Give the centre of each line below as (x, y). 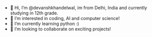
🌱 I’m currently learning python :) (44, 23)
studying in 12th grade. (34, 13)
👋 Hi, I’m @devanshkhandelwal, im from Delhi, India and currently (79, 8)
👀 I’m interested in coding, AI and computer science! (65, 18)
